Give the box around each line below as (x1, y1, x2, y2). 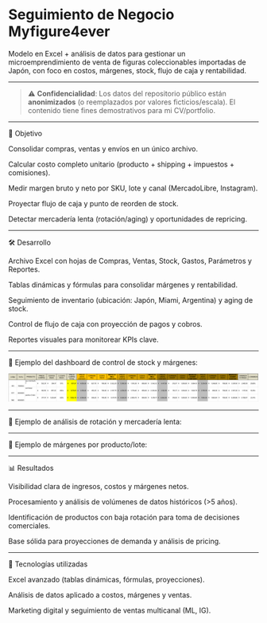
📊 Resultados (8, 464, 54, 473)
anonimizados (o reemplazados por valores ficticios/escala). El (27, 97, 236, 107)
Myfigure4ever (8, 22, 110, 41)
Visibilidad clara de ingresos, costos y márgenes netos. (8, 482, 189, 492)
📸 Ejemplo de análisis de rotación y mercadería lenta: (8, 417, 182, 427)
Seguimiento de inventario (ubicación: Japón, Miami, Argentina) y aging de (8, 295, 253, 304)
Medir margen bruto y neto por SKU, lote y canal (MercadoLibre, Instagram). (8, 183, 258, 193)
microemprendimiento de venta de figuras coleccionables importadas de (8, 57, 246, 67)
